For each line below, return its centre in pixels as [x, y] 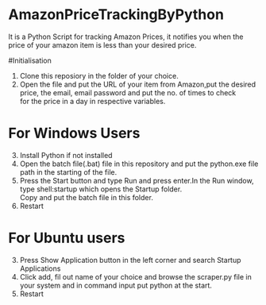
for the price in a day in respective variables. [93, 101]
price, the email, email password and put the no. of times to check [128, 92]
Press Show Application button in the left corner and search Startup [130, 260]
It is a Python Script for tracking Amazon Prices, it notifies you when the [126, 37]
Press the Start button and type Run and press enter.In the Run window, [137, 180]
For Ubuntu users [67, 238]
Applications [40, 268]
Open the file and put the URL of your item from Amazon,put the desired [138, 84]
